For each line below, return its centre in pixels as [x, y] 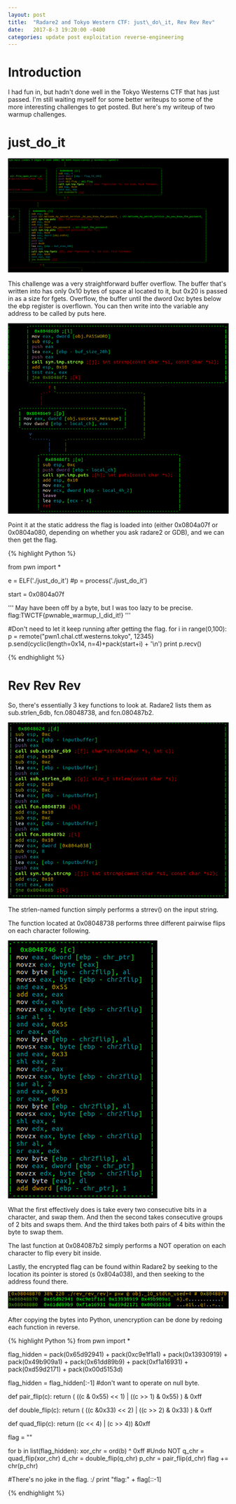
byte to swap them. [36, 1232]
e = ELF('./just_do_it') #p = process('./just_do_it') [78, 580]
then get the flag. [33, 540]
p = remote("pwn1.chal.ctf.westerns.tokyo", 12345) [81, 636]
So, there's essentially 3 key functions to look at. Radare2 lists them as [110, 705]
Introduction [45, 73]
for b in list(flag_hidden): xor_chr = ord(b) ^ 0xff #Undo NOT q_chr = [106, 1451]
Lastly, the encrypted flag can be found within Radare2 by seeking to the [113, 1266]
